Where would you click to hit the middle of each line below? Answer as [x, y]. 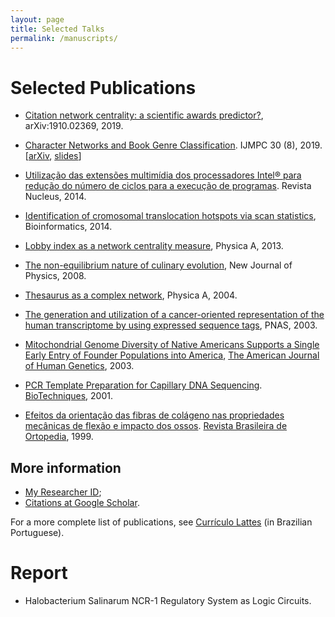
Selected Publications [103, 87]
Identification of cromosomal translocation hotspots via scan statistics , [170, 216]
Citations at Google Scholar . [82, 503]
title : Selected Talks [57, 29]
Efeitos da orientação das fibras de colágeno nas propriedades [154, 415]
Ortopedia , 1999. [59, 437]
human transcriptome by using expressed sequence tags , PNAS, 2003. [171, 325]
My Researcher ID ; [63, 492]
